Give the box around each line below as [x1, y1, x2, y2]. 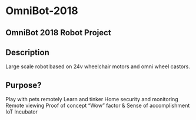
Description [5, 47, 49, 57]
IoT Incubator [5, 108, 38, 115]
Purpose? [5, 80, 42, 90]
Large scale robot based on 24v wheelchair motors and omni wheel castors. [5, 63, 191, 70]
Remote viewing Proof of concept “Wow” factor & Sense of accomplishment [5, 102, 190, 109]
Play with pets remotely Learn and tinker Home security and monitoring [5, 96, 178, 103]
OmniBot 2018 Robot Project [5, 28, 111, 38]
